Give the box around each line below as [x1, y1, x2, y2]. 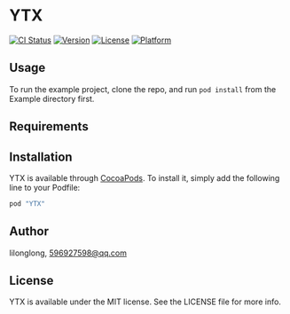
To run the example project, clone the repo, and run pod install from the [9, 83, 277, 94]
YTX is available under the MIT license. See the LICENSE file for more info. [9, 296, 282, 307]
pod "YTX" [9, 199, 46, 208]
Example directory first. [9, 93, 95, 104]
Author [9, 224, 49, 239]
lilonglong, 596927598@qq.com [9, 247, 127, 258]
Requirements [9, 119, 89, 134]
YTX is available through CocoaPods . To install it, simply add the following [9, 172, 280, 183]
